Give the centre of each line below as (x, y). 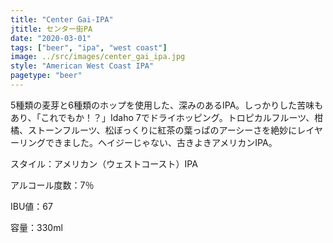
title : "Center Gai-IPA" (62, 19)
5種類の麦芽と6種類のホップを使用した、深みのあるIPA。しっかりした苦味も (167, 105)
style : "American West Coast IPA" (82, 66)
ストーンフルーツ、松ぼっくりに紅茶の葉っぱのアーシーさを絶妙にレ (167, 130)
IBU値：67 (31, 206)
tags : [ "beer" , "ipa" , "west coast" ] (89, 47)
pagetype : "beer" (46, 76)
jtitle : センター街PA (51, 29)
